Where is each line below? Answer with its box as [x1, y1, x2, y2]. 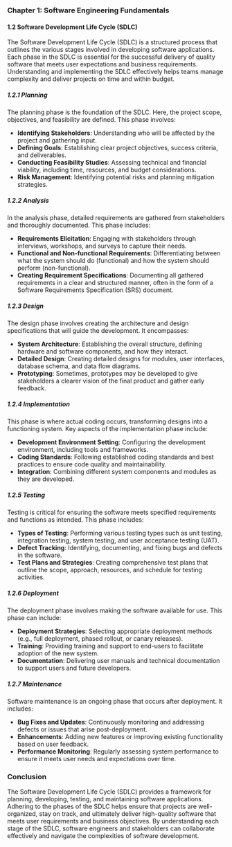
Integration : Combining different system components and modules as [17, 468, 217, 475]
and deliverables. [17, 151, 67, 159]
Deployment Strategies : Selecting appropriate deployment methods [17, 627, 213, 635]
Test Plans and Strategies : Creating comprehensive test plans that [17, 558, 208, 566]
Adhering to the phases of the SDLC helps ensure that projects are [7, 802, 197, 811]
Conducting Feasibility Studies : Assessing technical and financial [17, 158, 206, 167]
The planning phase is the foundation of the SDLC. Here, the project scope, [7, 108, 222, 116]
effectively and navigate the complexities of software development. [7, 832, 199, 840]
